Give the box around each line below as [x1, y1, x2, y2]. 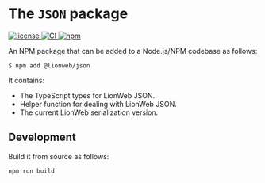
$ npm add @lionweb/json [8, 61, 90, 70]
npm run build [8, 167, 56, 175]
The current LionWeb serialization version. [19, 108, 159, 117]
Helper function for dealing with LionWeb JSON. [19, 99, 177, 109]
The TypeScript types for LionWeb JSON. [19, 90, 156, 100]
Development [8, 131, 77, 144]
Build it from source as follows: [8, 151, 109, 161]
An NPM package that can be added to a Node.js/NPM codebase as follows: [8, 46, 258, 55]
